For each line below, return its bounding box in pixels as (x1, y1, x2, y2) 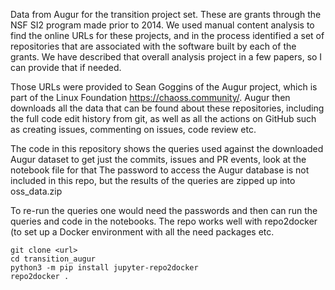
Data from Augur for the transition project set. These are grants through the (10, 9, 322, 20)
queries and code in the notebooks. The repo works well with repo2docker (10, 215, 318, 227)
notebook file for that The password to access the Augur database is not (10, 164, 310, 176)
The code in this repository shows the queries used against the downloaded (10, 143, 324, 154)
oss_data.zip (10, 185, 63, 197)
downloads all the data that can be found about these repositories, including (10, 102, 325, 114)
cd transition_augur (10, 254, 97, 264)
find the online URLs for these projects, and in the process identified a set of (10, 30, 325, 41)
